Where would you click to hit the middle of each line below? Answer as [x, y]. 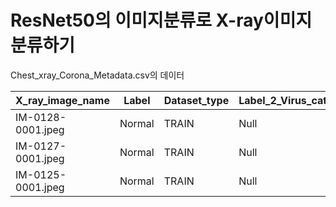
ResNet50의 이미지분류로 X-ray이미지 [161, 20]
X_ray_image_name [62, 100]
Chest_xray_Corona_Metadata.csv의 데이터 [97, 75]
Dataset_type [196, 100]
